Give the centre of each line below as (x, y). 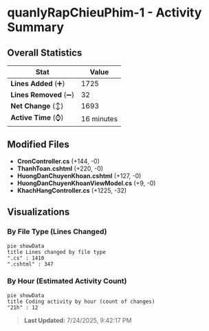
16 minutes (99, 118)
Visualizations (38, 212)
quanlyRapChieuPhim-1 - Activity (104, 13)
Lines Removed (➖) (42, 95)
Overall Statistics (45, 53)
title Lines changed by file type (57, 252)
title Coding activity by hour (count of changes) (81, 301)
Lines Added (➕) (38, 84)
